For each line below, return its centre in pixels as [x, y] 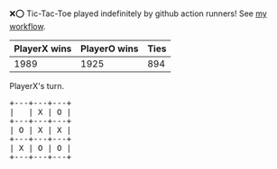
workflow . [28, 27]
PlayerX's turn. [37, 86]
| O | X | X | [41, 130]
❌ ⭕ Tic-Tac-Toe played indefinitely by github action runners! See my [138, 13]
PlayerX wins [43, 49]
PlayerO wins [110, 49]
